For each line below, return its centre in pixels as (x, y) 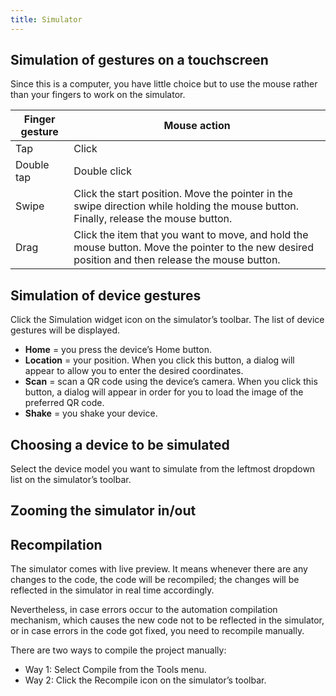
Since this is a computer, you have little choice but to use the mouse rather (164, 84)
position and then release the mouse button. (177, 260)
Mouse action (197, 126)
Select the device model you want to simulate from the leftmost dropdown (163, 469)
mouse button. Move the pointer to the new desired (193, 248)
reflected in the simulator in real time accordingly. (112, 590)
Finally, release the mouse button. (153, 219)
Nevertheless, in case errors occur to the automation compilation (144, 610)
